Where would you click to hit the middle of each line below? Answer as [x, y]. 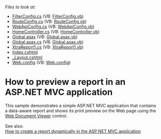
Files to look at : [20, 7]
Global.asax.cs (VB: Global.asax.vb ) [48, 42]
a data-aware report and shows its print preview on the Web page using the [80, 111]
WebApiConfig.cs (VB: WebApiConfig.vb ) [53, 27]
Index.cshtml [25, 52]
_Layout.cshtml [27, 57]
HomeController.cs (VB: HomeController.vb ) [56, 32]
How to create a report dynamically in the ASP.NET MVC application [73, 131]
